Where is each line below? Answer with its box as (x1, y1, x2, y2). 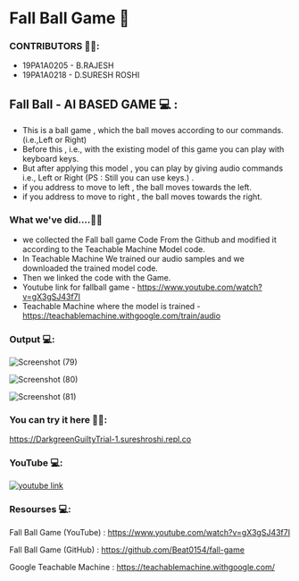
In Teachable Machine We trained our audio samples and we (21, 253, 245, 264)
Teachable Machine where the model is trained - (21, 300, 201, 311)
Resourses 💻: (9, 503, 71, 516)
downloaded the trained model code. (21, 263, 159, 274)
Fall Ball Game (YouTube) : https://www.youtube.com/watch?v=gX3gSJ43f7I (9, 526, 291, 537)
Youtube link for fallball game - (21, 282, 136, 292)
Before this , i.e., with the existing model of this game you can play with (21, 144, 285, 155)
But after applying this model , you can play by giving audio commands (21, 163, 284, 173)
